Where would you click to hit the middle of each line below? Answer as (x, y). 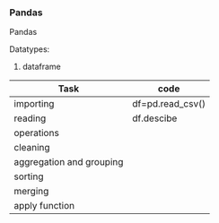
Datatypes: (30, 49)
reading (30, 118)
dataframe (41, 67)
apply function (44, 206)
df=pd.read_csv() (169, 104)
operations (37, 133)
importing (34, 104)
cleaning (32, 148)
